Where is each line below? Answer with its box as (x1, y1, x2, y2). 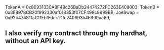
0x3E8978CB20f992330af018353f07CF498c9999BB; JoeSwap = (5, 9, 139, 15)
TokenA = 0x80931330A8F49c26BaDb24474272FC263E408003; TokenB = (5, 4, 160, 10)
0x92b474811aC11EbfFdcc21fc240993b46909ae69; (5, 15, 111, 20)
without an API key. (5, 37, 66, 45)
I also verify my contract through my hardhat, (5, 29, 147, 38)
